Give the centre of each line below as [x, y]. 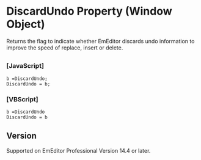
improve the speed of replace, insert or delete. [65, 48]
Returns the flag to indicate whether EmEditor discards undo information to [100, 41]
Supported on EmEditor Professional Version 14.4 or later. [79, 150]
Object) [26, 24]
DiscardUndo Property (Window [89, 11]
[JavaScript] [25, 66]
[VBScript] [22, 99]
